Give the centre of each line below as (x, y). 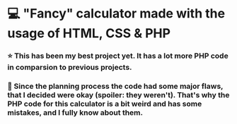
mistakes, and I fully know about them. (75, 113)
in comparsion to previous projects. (70, 68)
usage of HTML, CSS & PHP (89, 33)
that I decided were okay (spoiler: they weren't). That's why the (118, 95)
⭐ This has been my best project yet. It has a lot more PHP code (118, 56)
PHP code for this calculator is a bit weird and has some (105, 104)
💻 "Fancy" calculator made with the (116, 14)
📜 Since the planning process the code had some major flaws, (115, 87)
